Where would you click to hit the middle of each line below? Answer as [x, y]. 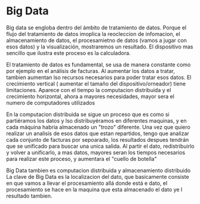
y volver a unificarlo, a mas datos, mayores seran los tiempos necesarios [96, 152]
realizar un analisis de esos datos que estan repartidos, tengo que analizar [98, 133]
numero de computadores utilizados [51, 102]
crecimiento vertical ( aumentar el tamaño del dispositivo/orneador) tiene [96, 83]
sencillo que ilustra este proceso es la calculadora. [69, 53]
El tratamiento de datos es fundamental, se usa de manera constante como [99, 65]
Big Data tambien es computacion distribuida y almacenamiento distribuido [99, 170]
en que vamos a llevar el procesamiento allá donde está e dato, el [87, 183]
